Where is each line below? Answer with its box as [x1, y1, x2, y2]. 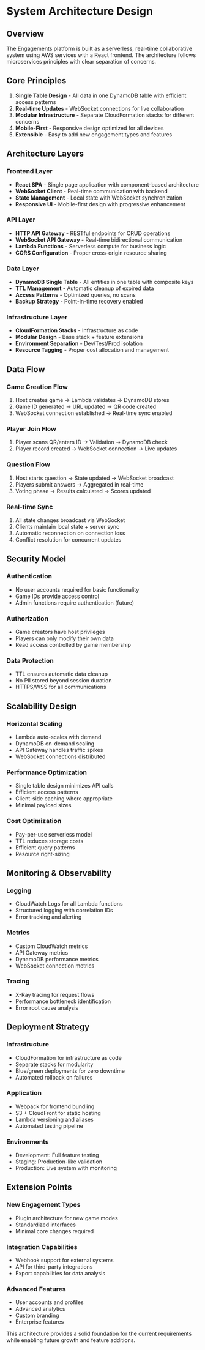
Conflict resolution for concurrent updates [15, 535, 122, 543]
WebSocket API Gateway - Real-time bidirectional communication [15, 236, 182, 243]
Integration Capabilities [6, 1242, 78, 1251]
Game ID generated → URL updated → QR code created [15, 403, 157, 411]
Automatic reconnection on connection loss [15, 529, 125, 537]
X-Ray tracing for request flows [15, 991, 95, 998]
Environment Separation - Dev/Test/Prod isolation [15, 340, 143, 347]
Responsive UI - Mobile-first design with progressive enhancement [15, 200, 185, 207]
